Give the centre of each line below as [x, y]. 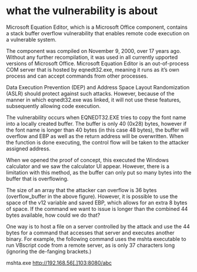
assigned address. [29, 149]
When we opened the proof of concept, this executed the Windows [88, 160]
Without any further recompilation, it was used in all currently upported [92, 57]
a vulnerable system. [31, 39]
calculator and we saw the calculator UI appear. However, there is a [88, 166]
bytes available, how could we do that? [53, 215]
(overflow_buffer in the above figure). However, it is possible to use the [92, 196]
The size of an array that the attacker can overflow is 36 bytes [81, 190]
